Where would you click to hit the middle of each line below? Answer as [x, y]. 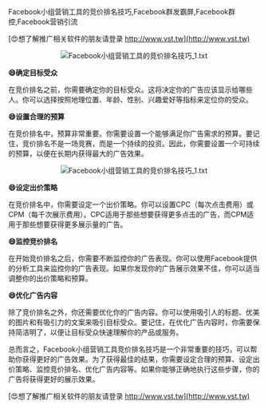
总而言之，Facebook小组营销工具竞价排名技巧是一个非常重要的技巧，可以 [129, 349]
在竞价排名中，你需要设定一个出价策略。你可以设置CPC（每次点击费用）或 [131, 204]
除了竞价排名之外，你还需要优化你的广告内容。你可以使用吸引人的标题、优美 [134, 312]
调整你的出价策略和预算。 [50, 278]
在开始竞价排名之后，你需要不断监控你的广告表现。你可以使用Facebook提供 [133, 258]
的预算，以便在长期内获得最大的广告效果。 [78, 153]
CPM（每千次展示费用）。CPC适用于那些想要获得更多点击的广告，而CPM [128, 214]
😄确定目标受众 [33, 73]
